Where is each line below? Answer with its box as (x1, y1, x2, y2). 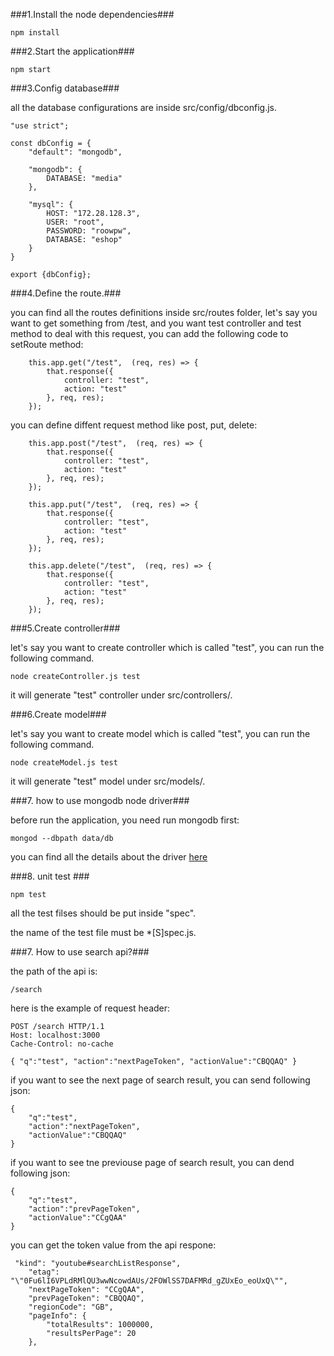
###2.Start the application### (10, 45, 135, 57)
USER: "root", (46, 217, 105, 227)
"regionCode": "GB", (28, 1302, 114, 1312)
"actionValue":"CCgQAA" (28, 1213, 128, 1223)
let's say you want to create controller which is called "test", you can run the (10, 642, 325, 653)
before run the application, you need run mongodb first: (10, 814, 240, 826)
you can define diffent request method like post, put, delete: (10, 419, 258, 431)
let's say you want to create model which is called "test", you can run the (10, 728, 311, 739)
